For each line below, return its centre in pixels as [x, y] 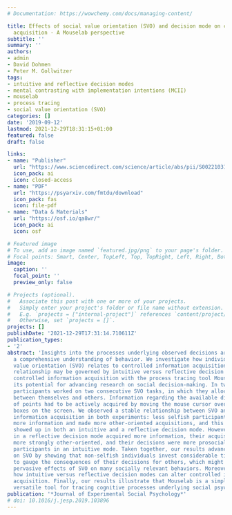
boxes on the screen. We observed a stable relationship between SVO [115, 411]
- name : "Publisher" [37, 161]
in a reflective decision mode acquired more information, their [109, 436]
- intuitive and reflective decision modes [71, 84]
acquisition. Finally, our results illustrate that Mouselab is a [111, 481]
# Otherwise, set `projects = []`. [61, 321]
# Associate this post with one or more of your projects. [97, 301]
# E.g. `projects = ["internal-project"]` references [89, 314]
